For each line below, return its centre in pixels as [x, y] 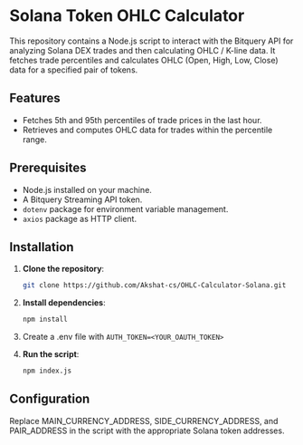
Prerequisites [48, 168]
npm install [45, 319]
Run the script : [51, 354]
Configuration [50, 399]
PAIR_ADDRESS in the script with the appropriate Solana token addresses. [147, 430]
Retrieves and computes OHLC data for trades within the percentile [147, 130]
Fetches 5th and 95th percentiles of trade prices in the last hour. [142, 120]
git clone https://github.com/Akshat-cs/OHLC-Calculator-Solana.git [154, 285]
